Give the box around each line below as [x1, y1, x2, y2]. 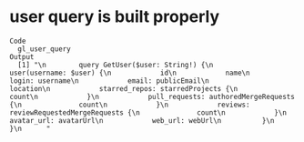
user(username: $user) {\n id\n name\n [9, 68, 250, 77]
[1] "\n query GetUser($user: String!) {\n [17, 60, 214, 69]
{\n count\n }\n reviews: [9, 100, 250, 109]
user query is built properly [9, 6, 220, 27]
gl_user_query [17, 44, 71, 54]
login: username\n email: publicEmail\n [9, 76, 209, 86]
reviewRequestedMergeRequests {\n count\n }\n [9, 107, 287, 117]
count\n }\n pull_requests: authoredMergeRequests [9, 92, 296, 101]
